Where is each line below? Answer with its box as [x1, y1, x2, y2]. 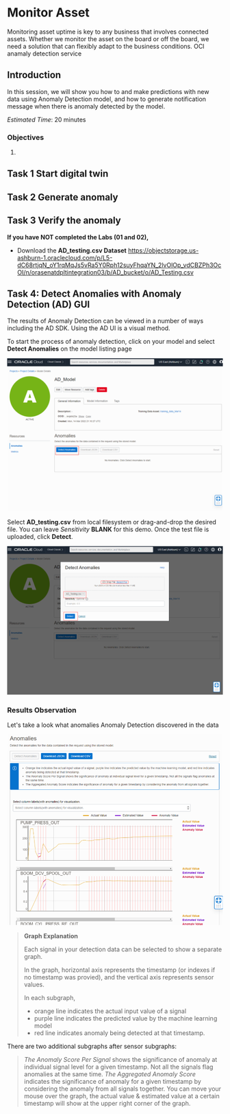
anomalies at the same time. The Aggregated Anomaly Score [23, 1069, 196, 1078]
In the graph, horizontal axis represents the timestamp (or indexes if [23, 966, 216, 974]
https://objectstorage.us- [127, 246, 199, 255]
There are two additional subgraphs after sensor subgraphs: [7, 1042, 177, 1050]
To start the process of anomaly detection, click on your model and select [7, 338, 215, 346]
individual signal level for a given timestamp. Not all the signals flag [23, 1063, 214, 1071]
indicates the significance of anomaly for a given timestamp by [23, 1077, 202, 1085]
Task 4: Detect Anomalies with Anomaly [7, 288, 181, 300]
